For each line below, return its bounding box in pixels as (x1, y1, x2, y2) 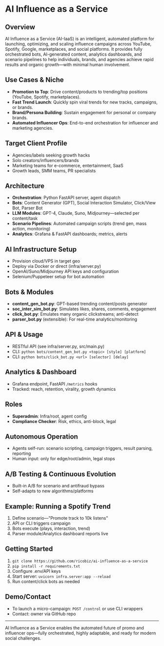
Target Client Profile (5, 139, 67, 147)
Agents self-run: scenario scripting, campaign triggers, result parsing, (12, 445, 153, 451)
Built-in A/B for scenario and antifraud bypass (12, 483, 105, 489)
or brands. (12, 104, 33, 110)
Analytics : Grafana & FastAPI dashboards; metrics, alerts (12, 231, 128, 237)
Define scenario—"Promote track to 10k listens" (12, 515, 108, 521)
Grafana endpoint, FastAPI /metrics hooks (12, 381, 98, 386)
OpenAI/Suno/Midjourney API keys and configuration (12, 268, 119, 274)
